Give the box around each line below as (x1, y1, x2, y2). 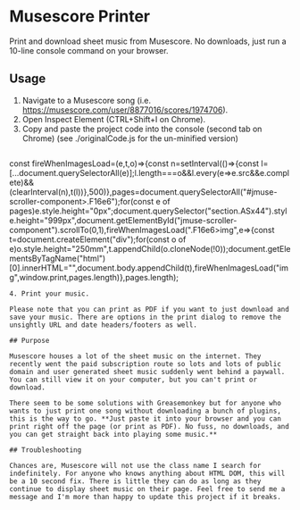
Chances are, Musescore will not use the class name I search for (9, 461, 262, 470)
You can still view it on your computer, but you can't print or (9, 375, 257, 384)
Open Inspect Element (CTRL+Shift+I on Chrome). (21, 113, 206, 124)
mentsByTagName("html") (9, 253, 106, 263)
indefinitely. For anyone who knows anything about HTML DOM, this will (9, 469, 286, 478)
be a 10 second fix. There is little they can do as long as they (9, 476, 262, 486)
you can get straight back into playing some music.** (9, 430, 218, 439)
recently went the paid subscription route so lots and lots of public (9, 359, 281, 368)
